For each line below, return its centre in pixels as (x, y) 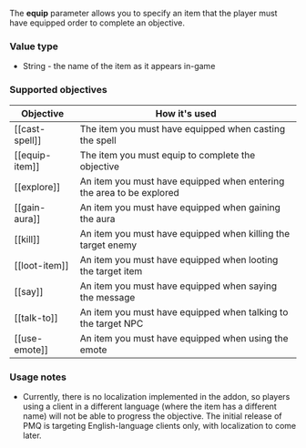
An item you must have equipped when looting (179, 260)
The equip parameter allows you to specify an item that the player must (143, 13)
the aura (97, 219)
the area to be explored (129, 192)
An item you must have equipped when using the (184, 338)
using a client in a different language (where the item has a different (150, 406)
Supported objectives (58, 90)
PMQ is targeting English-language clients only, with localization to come (159, 425)
